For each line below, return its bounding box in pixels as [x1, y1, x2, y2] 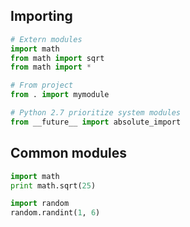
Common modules [10, 145, 127, 162]
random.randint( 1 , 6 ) [10, 208, 101, 218]
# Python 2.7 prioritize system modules [10, 108, 182, 118]
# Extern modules [10, 34, 83, 44]
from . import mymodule [10, 90, 110, 100]
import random [10, 199, 70, 209]
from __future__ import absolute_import [10, 117, 182, 127]
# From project [10, 80, 74, 91]
